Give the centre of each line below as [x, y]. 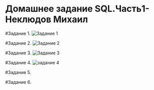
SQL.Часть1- [122, 9]
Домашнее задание [49, 9]
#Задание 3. [18, 53]
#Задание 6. [18, 82]
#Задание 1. [18, 33]
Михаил [71, 19]
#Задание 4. [18, 62]
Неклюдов [28, 19]
